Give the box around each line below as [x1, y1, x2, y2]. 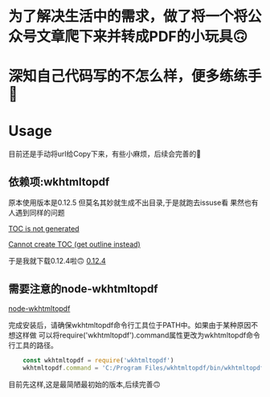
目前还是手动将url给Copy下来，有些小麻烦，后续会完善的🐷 [8, 149, 202, 159]
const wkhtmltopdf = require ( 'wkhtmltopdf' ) [22, 356, 174, 364]
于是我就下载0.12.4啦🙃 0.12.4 [8, 256, 106, 266]
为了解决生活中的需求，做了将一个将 [8, 7, 248, 26]
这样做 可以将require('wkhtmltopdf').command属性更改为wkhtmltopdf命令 [14, 330, 260, 340]
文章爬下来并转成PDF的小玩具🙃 [36, 27, 247, 46]
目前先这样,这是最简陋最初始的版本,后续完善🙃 [8, 379, 161, 389]
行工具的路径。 [8, 340, 58, 350]
